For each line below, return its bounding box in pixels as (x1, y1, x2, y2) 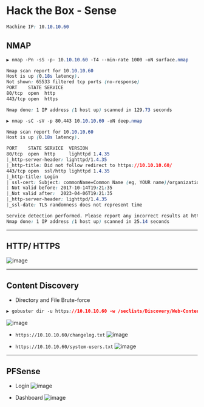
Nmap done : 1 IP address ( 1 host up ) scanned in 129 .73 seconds (6, 107, 172, 113)
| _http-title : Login (6, 174, 59, 180)
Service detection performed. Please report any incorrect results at (6, 213, 189, 219)
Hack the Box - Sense (6, 4, 117, 18)
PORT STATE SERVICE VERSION (6, 145, 88, 152)
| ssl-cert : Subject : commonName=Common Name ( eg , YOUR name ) (6, 179, 167, 185)
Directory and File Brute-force (15, 296, 90, 304)
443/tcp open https (6, 95, 59, 102)
